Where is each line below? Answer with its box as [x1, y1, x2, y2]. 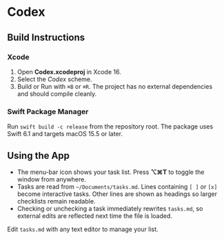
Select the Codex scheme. [17, 75, 92, 83]
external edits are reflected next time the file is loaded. [17, 211, 172, 220]
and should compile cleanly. [17, 89, 97, 98]
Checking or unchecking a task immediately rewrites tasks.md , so [17, 204, 203, 212]
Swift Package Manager [7, 107, 89, 116]
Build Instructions [7, 32, 85, 43]
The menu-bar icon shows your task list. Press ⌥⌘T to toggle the [17, 168, 205, 176]
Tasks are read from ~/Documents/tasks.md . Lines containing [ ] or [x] [17, 182, 218, 190]
